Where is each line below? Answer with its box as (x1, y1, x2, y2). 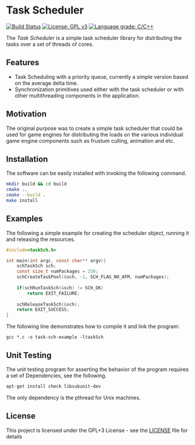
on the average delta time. (14, 79, 78, 86)
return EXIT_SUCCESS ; (16, 307, 69, 313)
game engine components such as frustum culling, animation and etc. (6, 137, 175, 144)
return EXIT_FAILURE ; (27, 290, 80, 296)
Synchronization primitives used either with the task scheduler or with (14, 86, 184, 93)
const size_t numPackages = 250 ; (16, 269, 99, 275)
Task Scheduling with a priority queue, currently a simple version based (14, 73, 189, 80)
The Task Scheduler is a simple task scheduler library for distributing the (6, 34, 182, 41)
